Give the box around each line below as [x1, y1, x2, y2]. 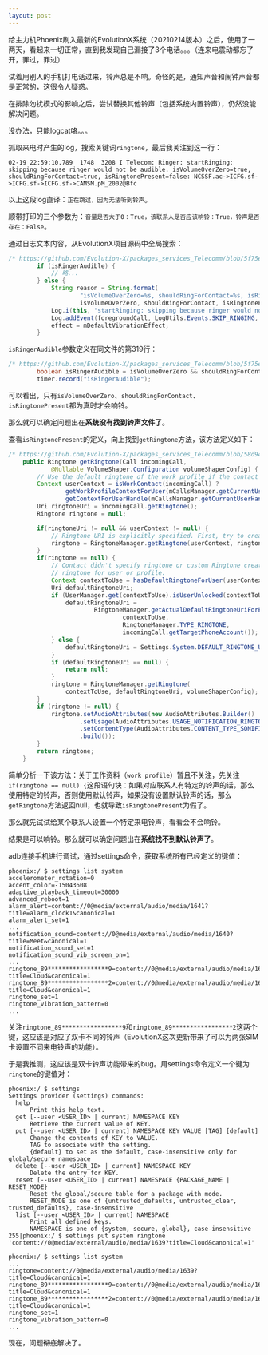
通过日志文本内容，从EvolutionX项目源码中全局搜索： [8, 238, 183, 248]
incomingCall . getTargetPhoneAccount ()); [122, 628, 259, 636]
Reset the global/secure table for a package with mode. [29, 1190, 223, 1198]
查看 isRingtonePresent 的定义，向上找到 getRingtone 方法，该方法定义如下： [8, 434, 255, 444]
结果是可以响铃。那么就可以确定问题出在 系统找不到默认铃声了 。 [8, 834, 218, 843]
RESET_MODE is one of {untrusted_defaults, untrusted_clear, [29, 1197, 238, 1205]
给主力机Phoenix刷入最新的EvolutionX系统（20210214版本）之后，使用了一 [8, 34, 256, 44]
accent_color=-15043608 [8, 881, 88, 889]
